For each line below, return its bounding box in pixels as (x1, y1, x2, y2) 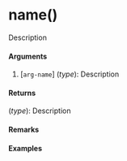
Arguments (8, 51, 48, 61)
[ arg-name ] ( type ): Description (19, 69, 120, 79)
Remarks (8, 124, 40, 134)
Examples (8, 143, 43, 153)
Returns (8, 88, 36, 98)
